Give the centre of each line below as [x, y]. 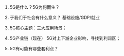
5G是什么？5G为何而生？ [35, 7]
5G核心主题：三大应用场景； [38, 28]
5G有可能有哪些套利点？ [34, 48]
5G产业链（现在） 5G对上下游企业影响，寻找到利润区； [65, 38]
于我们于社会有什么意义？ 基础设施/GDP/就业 [55, 18]
